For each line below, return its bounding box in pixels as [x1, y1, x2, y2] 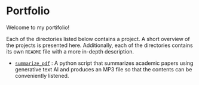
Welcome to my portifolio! [6, 24, 70, 31]
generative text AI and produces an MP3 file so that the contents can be [14, 65, 192, 73]
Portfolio [6, 4, 50, 18]
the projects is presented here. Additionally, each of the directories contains [6, 42, 193, 49]
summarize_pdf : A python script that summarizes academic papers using [14, 59, 194, 67]
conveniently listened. [14, 72, 69, 79]
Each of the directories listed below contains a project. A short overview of [6, 35, 190, 42]
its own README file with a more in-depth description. [6, 48, 134, 55]
